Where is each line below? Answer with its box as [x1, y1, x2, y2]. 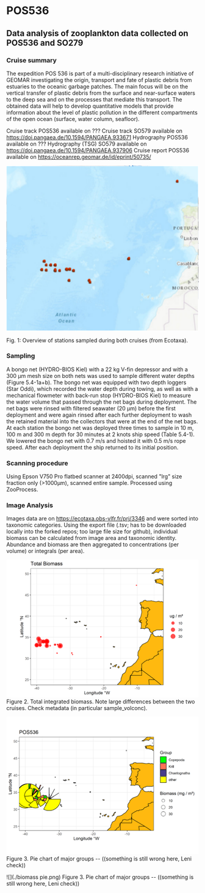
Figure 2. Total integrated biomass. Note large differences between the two [6, 698, 195, 705]
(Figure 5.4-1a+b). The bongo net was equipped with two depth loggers [6, 379, 187, 386]
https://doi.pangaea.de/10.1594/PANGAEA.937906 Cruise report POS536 [6, 146, 190, 154]
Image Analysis [6, 501, 54, 509]
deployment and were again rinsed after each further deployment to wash [6, 411, 192, 418]
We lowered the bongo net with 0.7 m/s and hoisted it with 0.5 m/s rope [6, 437, 186, 444]
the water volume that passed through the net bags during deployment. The [6, 398, 197, 406]
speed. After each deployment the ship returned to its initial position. [6, 443, 179, 451]
